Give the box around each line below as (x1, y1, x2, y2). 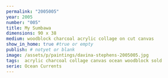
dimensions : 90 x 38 (6, 30, 57, 36)
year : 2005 (6, 14, 33, 20)
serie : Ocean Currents (6, 63, 62, 69)
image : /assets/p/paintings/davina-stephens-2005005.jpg (6, 52, 149, 58)
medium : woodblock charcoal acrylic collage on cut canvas (6, 36, 154, 42)
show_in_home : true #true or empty (6, 42, 94, 48)
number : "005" (6, 19, 41, 25)
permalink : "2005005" (6, 8, 60, 15)
